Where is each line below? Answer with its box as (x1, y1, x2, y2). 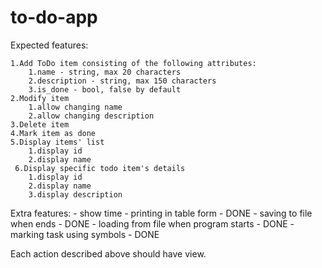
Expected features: (10, 39, 89, 51)
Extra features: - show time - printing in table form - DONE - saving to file (10, 207, 313, 219)
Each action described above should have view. (10, 247, 207, 260)
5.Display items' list (10, 137, 105, 147)
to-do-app (10, 6, 98, 29)
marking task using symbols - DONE (10, 228, 160, 240)
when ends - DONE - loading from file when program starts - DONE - (10, 217, 295, 230)
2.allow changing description (28, 111, 155, 121)
